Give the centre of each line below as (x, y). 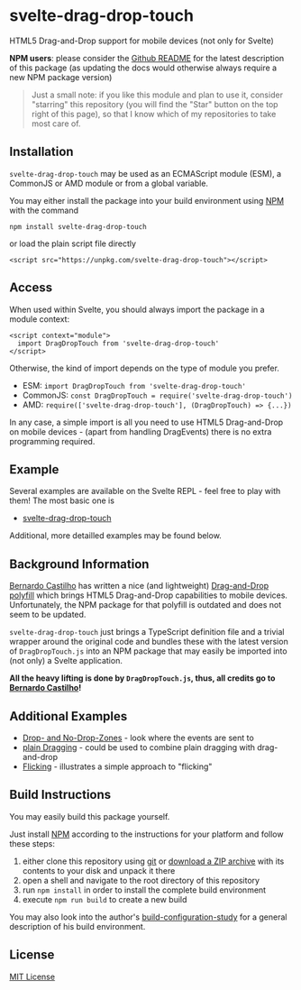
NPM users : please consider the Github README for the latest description (147, 58)
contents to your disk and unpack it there (99, 870)
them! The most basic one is (62, 500)
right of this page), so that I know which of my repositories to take (154, 114)
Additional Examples (68, 716)
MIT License (32, 976)
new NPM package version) (61, 77)
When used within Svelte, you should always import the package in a (137, 309)
